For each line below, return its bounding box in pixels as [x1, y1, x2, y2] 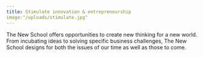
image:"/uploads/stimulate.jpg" [6, 14, 88, 20]
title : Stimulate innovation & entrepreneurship [6, 8, 131, 15]
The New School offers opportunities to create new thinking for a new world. [6, 31, 198, 38]
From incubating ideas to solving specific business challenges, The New [6, 37, 187, 44]
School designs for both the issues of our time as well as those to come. [6, 43, 187, 51]
